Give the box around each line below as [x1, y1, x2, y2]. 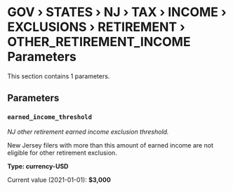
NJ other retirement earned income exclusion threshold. [7, 127, 169, 136]
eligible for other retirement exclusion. [7, 148, 117, 157]
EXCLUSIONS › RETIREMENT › [7, 19, 186, 35]
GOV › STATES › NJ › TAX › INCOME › [7, 4, 227, 20]
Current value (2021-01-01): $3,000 [7, 176, 111, 184]
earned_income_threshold [7, 113, 93, 121]
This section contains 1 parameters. [7, 71, 110, 80]
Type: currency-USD [7, 162, 69, 170]
